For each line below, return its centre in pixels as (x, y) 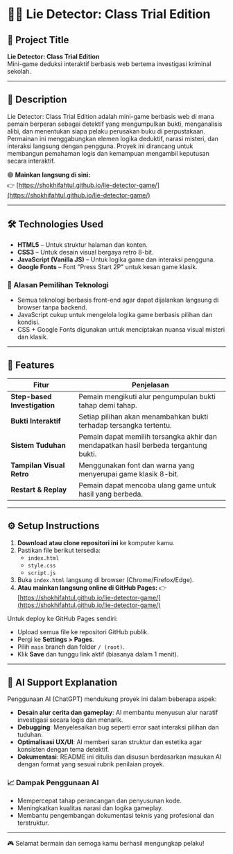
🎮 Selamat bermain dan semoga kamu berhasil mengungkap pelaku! (106, 843)
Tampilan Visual (38, 465)
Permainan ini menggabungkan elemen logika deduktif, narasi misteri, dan (113, 138)
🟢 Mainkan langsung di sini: (49, 175)
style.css (42, 565)
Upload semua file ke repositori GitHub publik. (83, 631)
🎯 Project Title (38, 40)
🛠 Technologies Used (55, 224)
